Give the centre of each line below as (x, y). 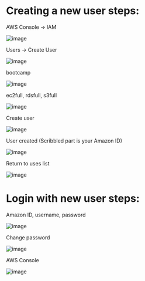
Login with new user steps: (73, 199)
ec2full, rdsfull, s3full (32, 95)
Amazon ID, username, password (46, 215)
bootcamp (18, 72)
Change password (28, 237)
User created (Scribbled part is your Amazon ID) (64, 140)
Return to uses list (28, 163)
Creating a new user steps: (73, 11)
